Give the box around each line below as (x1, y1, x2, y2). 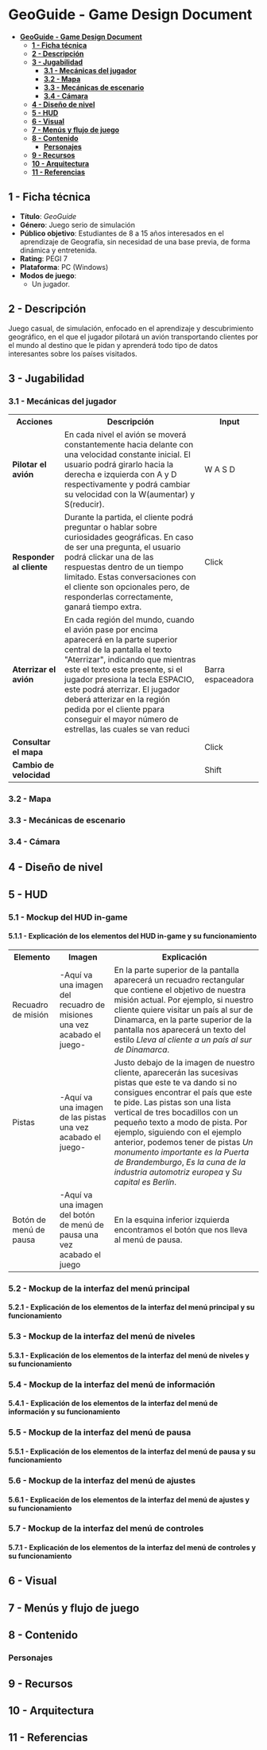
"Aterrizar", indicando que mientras (64, 654, 196, 666)
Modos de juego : (19, 271, 77, 280)
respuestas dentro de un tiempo (64, 561, 184, 572)
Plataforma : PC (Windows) (19, 262, 109, 271)
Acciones (15, 416, 53, 428)
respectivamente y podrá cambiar (64, 479, 191, 490)
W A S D (203, 464, 236, 475)
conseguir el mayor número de (64, 714, 179, 725)
